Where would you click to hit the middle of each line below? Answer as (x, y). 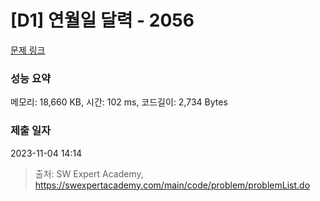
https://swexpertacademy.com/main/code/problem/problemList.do (172, 185)
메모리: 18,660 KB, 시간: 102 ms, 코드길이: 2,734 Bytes (119, 102)
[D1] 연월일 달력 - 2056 (102, 20)
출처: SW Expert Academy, (89, 173)
